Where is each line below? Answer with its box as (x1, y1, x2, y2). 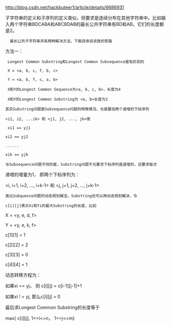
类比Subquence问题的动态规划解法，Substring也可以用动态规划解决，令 (5, 193, 137, 198)
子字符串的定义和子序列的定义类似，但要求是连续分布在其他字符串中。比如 (5, 15, 161, 21)
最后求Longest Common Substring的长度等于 (5, 305, 100, 310)
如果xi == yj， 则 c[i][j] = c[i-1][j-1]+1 (5, 283, 82, 289)
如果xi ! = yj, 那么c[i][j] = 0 (5, 293, 61, 300)
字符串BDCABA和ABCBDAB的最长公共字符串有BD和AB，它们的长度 (18, 21, 160, 27)
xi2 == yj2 (5, 134, 28, 139)
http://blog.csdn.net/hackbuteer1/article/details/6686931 (5, 5, 124, 10)
